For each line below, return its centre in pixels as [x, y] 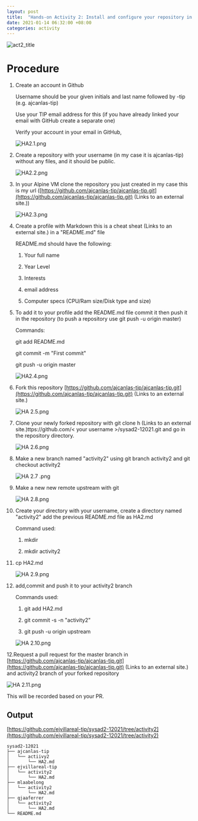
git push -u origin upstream [57, 632]
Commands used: [37, 597]
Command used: [35, 529]
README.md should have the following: [63, 244]
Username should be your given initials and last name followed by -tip [100, 97]
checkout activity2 [38, 465]
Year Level [37, 267]
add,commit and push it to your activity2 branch [74, 586]
